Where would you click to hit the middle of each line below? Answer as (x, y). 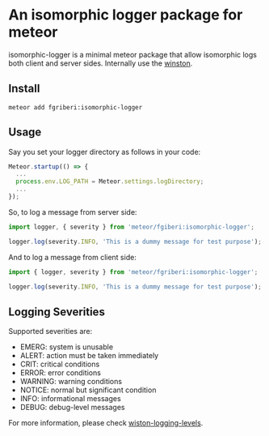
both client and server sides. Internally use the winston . (101, 63)
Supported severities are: (50, 331)
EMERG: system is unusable (67, 347)
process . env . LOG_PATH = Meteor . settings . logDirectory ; (110, 182)
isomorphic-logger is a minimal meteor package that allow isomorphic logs (132, 54)
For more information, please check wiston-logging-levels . (106, 423)
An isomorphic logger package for (126, 15)
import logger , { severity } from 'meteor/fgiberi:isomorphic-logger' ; (131, 227)
